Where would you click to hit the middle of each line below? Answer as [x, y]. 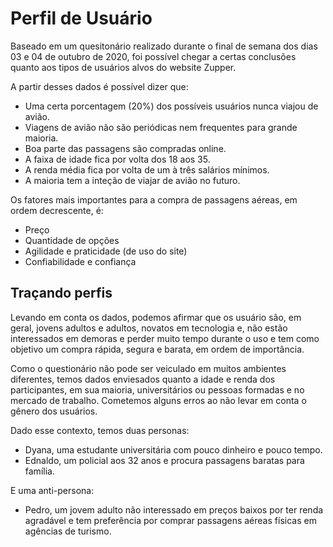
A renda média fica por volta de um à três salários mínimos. [147, 169]
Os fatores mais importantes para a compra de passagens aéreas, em [154, 199]
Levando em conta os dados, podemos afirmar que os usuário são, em [156, 317]
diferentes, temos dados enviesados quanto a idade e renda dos [143, 379]
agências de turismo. [68, 531]
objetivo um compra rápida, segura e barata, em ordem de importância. [157, 349]
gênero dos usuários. [54, 411]
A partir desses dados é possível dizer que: [99, 86]
